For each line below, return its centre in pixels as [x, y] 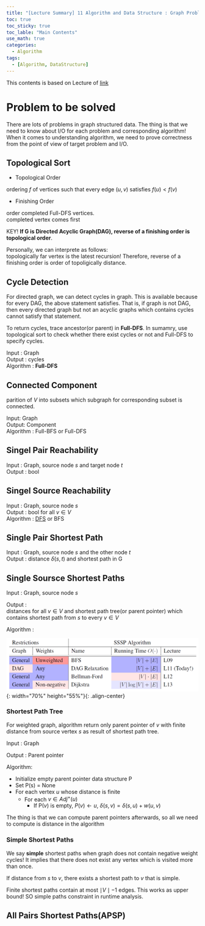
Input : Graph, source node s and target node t [65, 465]
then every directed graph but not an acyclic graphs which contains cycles [100, 310]
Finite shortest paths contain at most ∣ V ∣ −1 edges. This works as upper [98, 890]
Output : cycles [25, 359]
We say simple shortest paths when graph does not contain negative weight [102, 853]
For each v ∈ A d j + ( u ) [51, 799]
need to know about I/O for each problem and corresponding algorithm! [96, 131]
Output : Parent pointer [35, 755]
